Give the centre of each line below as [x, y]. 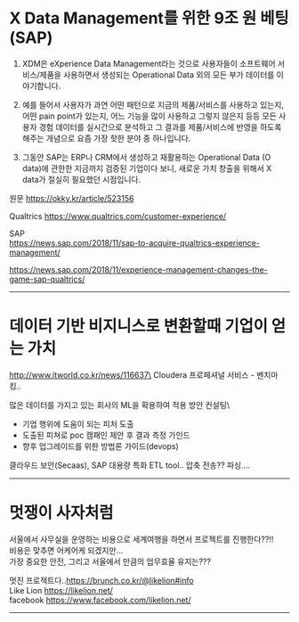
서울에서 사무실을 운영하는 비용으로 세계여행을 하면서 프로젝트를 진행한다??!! [141, 539]
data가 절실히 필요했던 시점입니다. [81, 179]
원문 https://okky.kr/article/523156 [72, 198]
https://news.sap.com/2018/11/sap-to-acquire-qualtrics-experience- [135, 242]
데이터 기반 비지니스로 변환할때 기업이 [139, 327]
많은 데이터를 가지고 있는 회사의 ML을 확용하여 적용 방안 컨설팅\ [119, 405]
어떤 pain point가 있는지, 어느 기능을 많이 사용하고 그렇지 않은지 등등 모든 [149, 116]
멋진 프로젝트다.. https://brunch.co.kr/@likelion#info [101, 580]
